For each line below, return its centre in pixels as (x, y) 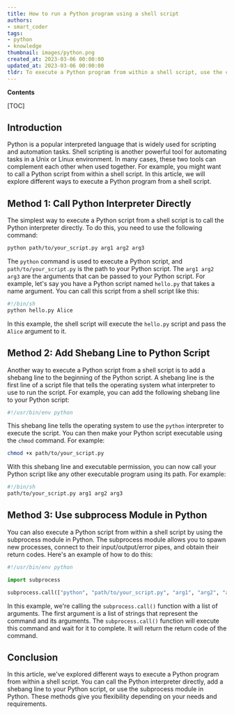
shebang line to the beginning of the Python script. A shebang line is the (111, 377)
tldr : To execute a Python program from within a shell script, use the (115, 72)
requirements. (27, 704)
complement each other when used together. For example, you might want (114, 167)
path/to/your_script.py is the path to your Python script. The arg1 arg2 (111, 269)
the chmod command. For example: (56, 440)
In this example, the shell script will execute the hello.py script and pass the (117, 324)
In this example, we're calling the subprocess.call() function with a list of (112, 606)
